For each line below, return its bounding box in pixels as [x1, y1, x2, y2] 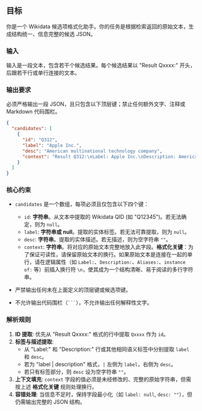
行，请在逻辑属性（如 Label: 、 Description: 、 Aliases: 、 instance [23, 258, 186, 266]
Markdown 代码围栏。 [6, 108, 61, 116]
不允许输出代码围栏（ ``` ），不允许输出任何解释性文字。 [14, 299, 153, 306]
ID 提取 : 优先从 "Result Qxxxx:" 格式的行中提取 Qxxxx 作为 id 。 [14, 330, 170, 338]
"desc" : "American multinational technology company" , [22, 148, 163, 154]
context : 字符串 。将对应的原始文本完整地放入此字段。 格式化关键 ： [23, 243, 188, 251]
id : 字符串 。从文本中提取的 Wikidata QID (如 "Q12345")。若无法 [23, 213, 182, 221]
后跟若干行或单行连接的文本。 [6, 69, 80, 76]
